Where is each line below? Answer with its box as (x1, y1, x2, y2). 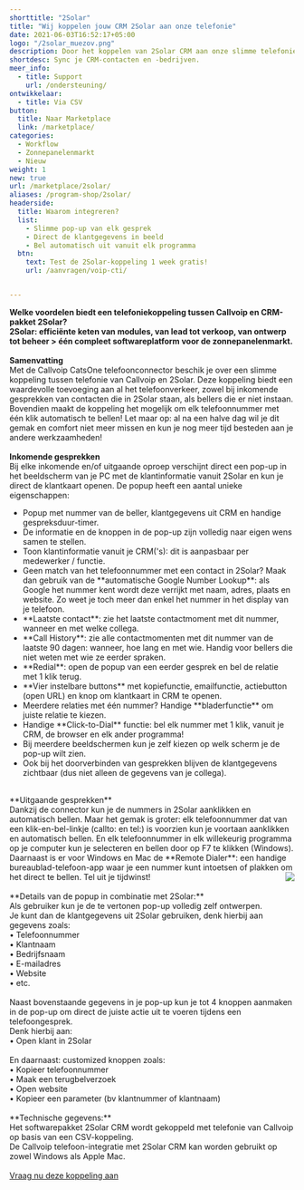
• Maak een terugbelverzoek (9, 1073, 117, 1084)
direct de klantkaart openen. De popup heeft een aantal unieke (9, 479, 242, 490)
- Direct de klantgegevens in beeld (25, 232, 165, 241)
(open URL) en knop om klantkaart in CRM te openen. (22, 690, 223, 701)
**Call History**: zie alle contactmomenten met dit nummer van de (22, 632, 274, 643)
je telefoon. (22, 604, 65, 614)
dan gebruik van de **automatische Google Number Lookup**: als (22, 575, 270, 585)
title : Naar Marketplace (17, 114, 111, 123)
